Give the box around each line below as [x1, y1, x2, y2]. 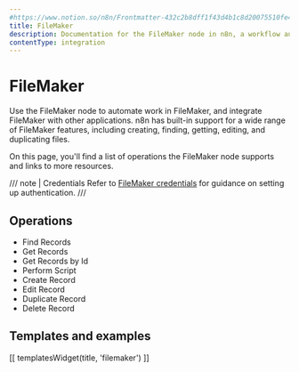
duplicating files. [9, 134, 70, 145]
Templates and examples [9, 328, 151, 344]
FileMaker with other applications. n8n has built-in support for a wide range [9, 115, 287, 125]
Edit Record [21, 284, 65, 295]
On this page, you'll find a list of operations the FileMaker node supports [9, 151, 274, 162]
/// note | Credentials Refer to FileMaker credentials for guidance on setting [9, 178, 285, 189]
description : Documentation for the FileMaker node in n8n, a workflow [9, 29, 280, 38]
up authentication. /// [9, 188, 86, 198]
